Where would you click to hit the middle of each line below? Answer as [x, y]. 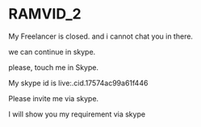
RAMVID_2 [45, 14]
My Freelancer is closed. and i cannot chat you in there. [101, 36]
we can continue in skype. [52, 51]
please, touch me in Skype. [54, 67]
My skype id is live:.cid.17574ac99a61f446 [78, 83]
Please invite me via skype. [54, 98]
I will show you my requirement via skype [77, 114]
